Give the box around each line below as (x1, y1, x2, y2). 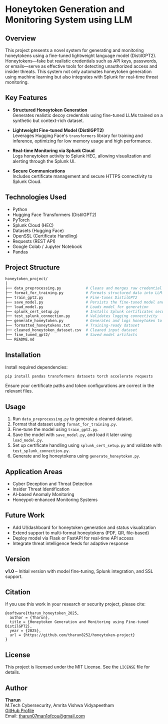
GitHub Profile (5, 707, 34, 713)
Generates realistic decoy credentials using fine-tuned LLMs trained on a (12, 112, 163, 118)
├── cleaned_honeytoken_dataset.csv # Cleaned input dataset (5, 327, 137, 333)
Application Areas (5, 467, 62, 476)
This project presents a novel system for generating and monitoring (5, 47, 144, 53)
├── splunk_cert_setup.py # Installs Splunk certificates (5, 309, 153, 314)
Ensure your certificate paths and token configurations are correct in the (5, 382, 154, 388)
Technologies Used (5, 193, 66, 201)
